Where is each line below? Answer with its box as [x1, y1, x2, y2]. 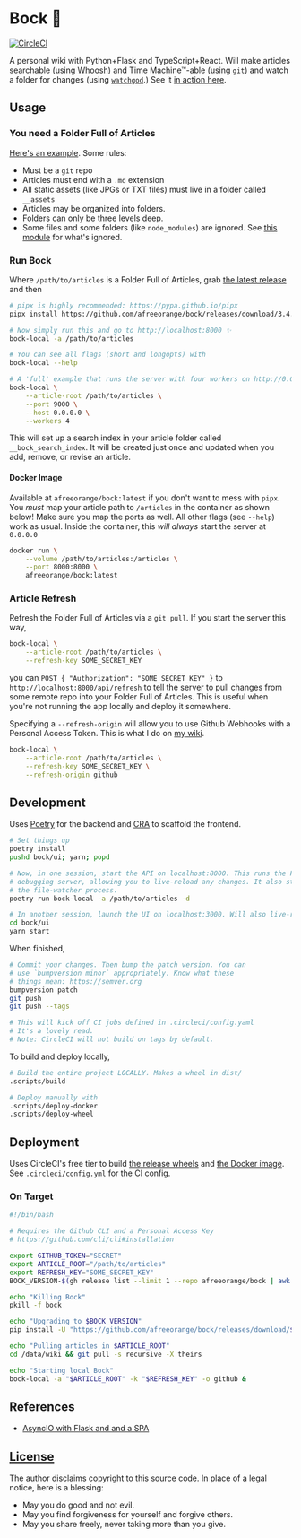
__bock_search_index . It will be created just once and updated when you [9, 442, 275, 453]
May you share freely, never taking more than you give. [21, 1519, 227, 1530]
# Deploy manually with [9, 1093, 99, 1102]
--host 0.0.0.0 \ [25, 408, 90, 417]
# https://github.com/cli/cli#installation [9, 1235, 175, 1245]
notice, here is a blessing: [9, 1482, 105, 1493]
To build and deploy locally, [9, 1051, 110, 1062]
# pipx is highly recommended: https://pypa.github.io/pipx [9, 300, 239, 310]
